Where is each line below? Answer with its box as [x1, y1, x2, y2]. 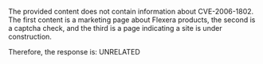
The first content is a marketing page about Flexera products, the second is [8, 15, 256, 24]
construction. [8, 32, 52, 41]
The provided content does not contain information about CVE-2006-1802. [8, 7, 254, 16]
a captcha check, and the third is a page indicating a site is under [8, 24, 222, 32]
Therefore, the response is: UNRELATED [8, 47, 141, 56]
